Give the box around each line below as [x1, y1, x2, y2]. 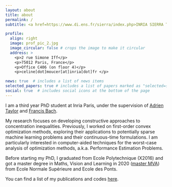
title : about [5, 12, 33, 17]
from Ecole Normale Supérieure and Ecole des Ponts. [5, 165, 118, 172]
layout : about [5, 7, 36, 13]
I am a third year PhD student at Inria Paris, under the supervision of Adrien [5, 102, 164, 108]
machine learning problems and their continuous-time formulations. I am [5, 134, 158, 140]
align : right [10, 36, 38, 41]
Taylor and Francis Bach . [5, 107, 58, 114]
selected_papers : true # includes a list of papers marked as [5, 83, 141, 89]
